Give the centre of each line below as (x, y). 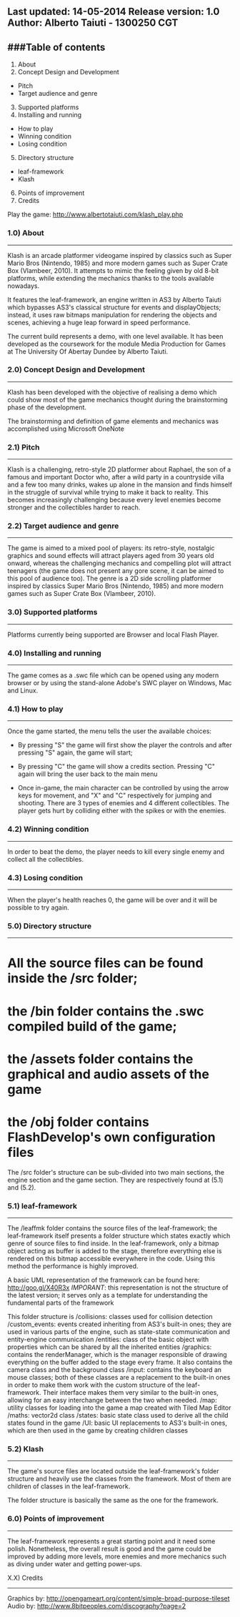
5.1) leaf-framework (42, 1205)
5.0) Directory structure (50, 926)
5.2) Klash (26, 1448)
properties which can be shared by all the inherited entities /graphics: (110, 1347)
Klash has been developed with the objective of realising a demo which (112, 392)
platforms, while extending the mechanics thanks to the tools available (111, 278)
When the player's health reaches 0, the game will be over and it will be (112, 900)
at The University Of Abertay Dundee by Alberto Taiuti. (88, 351)
